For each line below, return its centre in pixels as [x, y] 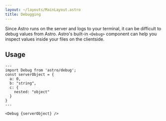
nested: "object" [32, 92]
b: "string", [23, 83]
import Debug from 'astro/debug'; [41, 70]
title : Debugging [23, 14]
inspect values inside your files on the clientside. [55, 39]
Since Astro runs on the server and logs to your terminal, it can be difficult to [83, 28]
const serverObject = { [30, 75]
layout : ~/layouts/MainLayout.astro [43, 10]
